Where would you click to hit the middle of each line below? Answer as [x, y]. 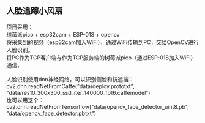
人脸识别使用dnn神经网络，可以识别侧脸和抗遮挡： [70, 79]
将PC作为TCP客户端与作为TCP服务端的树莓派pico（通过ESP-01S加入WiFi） [101, 58]
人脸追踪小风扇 [35, 11]
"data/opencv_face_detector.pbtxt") [51, 113]
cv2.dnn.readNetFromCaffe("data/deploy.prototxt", [70, 86]
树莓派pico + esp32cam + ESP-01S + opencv [63, 34]
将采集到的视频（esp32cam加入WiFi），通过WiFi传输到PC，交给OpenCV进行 [103, 42]
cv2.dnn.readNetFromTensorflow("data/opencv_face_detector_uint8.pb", [98, 106]
